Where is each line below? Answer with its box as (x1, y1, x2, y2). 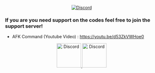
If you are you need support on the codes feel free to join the (5, 16, 151, 23)
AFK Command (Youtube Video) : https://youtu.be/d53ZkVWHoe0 (12, 34, 144, 40)
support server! (5, 23, 43, 29)
